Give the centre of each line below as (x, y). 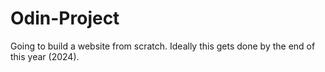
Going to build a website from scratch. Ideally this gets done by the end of (163, 46)
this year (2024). (45, 56)
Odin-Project (65, 18)
